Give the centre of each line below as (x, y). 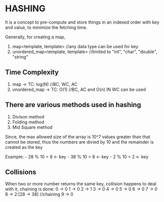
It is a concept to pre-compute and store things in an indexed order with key (82, 22)
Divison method (28, 116)
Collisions (21, 172)
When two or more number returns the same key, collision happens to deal (81, 184)
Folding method (28, 122)
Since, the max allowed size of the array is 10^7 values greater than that (78, 137)
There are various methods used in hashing (73, 105)
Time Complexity (32, 72)
